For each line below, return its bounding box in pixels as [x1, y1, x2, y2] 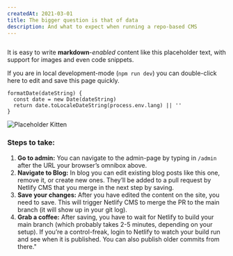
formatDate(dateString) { [7, 90, 82, 97]
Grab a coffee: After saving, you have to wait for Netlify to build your [17, 213, 214, 221]
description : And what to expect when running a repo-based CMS [7, 23, 198, 30]
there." [17, 242, 37, 250]
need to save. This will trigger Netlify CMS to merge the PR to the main [17, 198, 220, 206]
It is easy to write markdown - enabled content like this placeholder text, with [7, 48, 226, 56]
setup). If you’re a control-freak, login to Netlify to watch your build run [17, 227, 220, 236]
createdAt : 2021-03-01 [7, 10, 73, 17]
